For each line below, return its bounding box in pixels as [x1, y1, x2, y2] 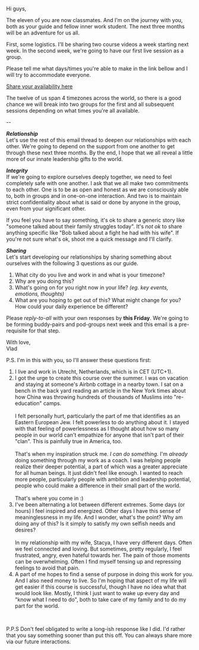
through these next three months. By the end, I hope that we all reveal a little [6, 149, 193, 156]
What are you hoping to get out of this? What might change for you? [14, 297, 181, 303]
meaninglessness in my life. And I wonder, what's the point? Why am [14, 514, 183, 521]
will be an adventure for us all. [6, 29, 80, 36]
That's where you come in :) [14, 495, 84, 502]
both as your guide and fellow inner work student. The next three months [6, 23, 185, 30]
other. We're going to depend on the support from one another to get [6, 143, 175, 150]
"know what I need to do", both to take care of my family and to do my [14, 596, 187, 603]
